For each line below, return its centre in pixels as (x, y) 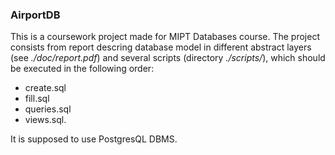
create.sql (45, 88)
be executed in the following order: (82, 69)
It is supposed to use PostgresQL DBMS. (94, 139)
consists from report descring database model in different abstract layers (161, 47)
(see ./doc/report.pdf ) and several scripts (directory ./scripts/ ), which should (168, 58)
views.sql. (45, 120)
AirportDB (35, 15)
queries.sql (48, 109)
